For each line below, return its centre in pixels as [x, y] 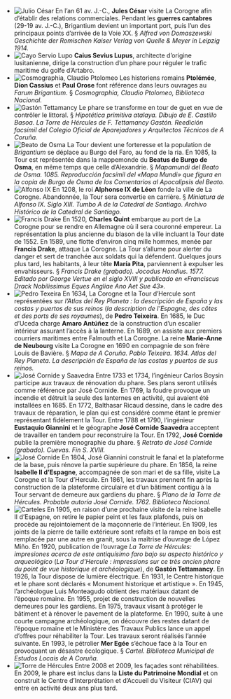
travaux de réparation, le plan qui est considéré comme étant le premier [117, 413]
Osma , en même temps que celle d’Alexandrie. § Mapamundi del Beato [116, 167]
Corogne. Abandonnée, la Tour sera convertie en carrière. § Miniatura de [119, 197]
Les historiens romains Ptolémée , [168, 78]
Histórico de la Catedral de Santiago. [68, 212]
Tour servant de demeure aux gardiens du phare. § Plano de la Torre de [117, 494]
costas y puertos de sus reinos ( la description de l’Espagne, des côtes [115, 309]
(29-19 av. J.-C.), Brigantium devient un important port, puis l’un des [112, 26]
